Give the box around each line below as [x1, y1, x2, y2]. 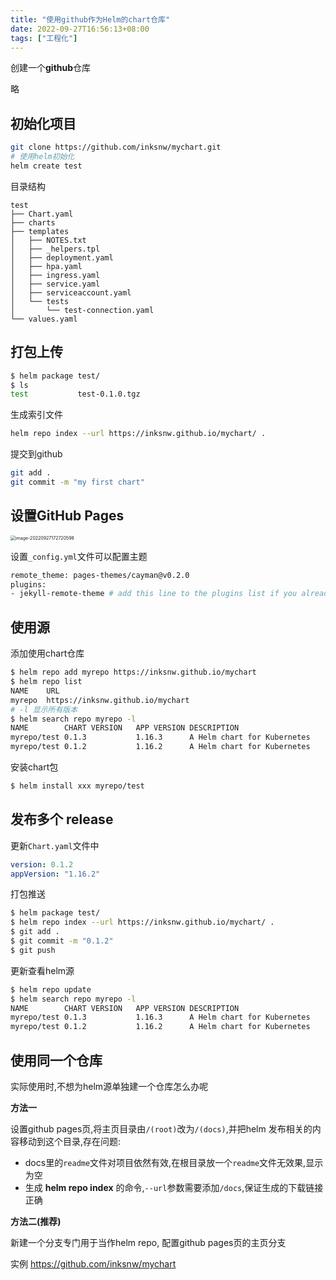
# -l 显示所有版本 [10, 704, 78, 715]
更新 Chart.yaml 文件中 [10, 839, 100, 851]
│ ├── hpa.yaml [10, 261, 83, 271]
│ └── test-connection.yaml [10, 305, 155, 315]
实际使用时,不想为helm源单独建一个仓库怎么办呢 [10, 1081, 209, 1092]
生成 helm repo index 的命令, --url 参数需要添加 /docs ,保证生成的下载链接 [24, 1182, 324, 1193]
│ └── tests [10, 296, 70, 306]
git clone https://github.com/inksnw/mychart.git [10, 142, 222, 153]
